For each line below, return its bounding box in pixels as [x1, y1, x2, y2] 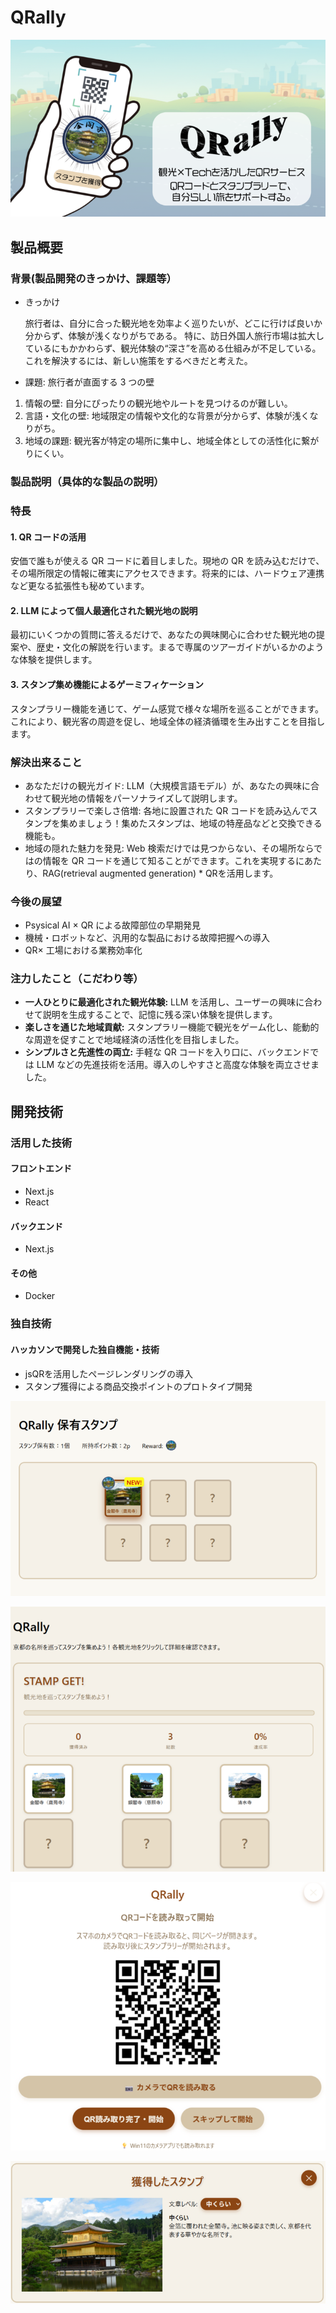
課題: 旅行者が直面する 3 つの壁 [24, 376, 155, 388]
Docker [24, 1290, 56, 1302]
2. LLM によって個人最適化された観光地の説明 [10, 604, 198, 616]
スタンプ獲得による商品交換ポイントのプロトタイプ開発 [24, 1380, 253, 1392]
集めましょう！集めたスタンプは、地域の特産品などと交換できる [59, 817, 323, 829]
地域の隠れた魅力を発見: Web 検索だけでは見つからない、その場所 [24, 842, 297, 854]
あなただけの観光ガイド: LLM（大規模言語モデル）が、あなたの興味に [24, 779, 311, 791]
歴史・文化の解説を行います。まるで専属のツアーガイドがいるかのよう [36, 641, 325, 653]
